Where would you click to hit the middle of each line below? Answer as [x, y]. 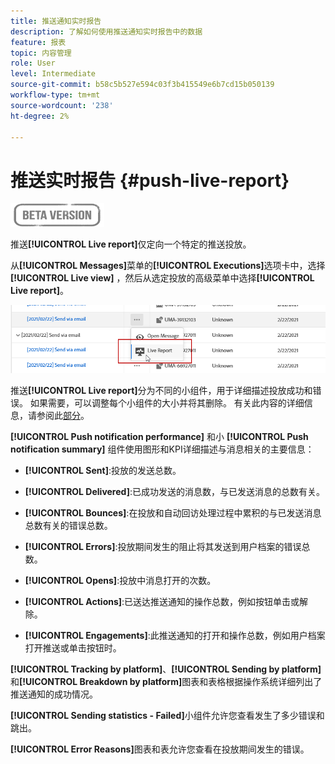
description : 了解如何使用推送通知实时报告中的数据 [106, 31]
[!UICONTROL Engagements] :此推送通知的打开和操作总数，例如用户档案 [175, 636]
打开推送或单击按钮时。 [73, 648]
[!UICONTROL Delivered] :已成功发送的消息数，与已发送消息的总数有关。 [174, 492]
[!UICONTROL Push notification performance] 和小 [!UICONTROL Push [159, 437]
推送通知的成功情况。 [54, 694]
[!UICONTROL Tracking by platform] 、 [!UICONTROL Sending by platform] [166, 669]
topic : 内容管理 [41, 53]
